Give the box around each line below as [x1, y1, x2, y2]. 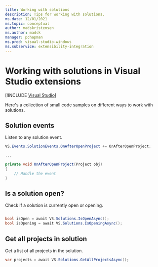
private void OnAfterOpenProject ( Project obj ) [5, 162, 103, 167]
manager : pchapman [5, 35, 43, 40]
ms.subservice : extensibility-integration [5, 44, 94, 49]
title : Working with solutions [5, 7, 70, 12]
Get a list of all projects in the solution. [5, 248, 83, 254]
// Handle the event [14, 171, 56, 176]
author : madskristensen [5, 26, 54, 31]
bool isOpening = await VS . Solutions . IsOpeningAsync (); [5, 221, 122, 226]
